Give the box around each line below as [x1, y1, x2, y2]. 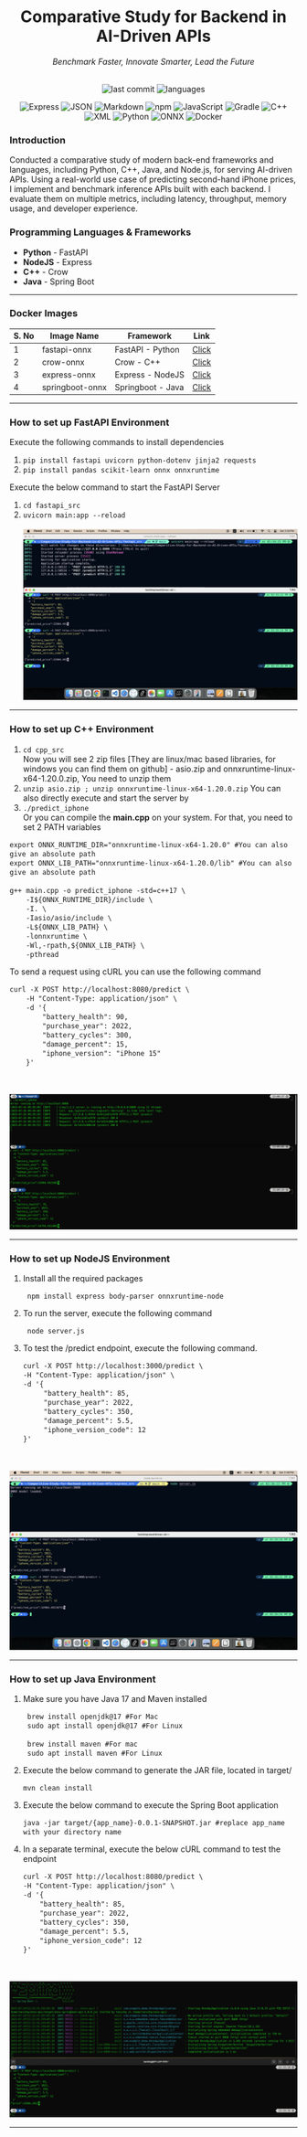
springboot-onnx [41, 382, 108, 393]
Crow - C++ [114, 356, 162, 367]
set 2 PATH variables [22, 821, 101, 833]
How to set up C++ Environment [9, 723, 154, 736]
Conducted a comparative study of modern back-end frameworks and [9, 154, 274, 165]
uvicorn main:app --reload [22, 511, 126, 520]
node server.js [26, 1327, 85, 1336]
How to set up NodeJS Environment [9, 1252, 171, 1265]
